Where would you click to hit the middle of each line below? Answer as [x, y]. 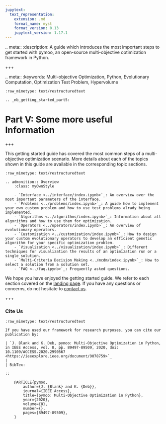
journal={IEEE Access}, [47, 391]
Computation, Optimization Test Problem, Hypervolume [62, 82]
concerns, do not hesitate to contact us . [46, 288]
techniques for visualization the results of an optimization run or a [81, 252]
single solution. [23, 256]
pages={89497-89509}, [45, 413]
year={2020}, [37, 400]
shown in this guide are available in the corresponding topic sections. [76, 164]
